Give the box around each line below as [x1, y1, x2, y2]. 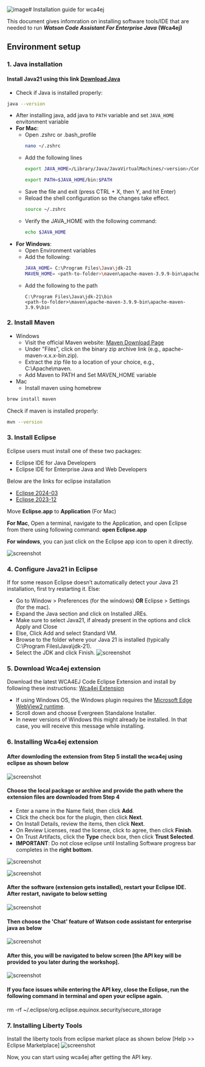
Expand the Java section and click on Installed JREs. [15, 610, 148, 617]
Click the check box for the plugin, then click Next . [15, 813, 144, 821]
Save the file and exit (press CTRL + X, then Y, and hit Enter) [24, 188, 176, 196]
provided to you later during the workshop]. [7, 958, 120, 966]
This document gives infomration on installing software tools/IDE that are [7, 18, 189, 24]
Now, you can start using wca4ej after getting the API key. [7, 1053, 153, 1060]
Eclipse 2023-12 [15, 496, 57, 503]
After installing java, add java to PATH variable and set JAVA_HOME [15, 112, 175, 119]
